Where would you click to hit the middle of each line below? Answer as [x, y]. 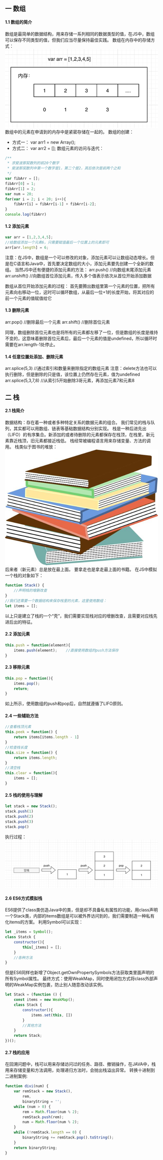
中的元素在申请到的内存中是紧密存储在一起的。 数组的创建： [73, 132]
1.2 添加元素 [17, 226]
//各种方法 [23, 957]
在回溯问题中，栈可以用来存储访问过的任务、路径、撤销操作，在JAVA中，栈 [81, 1064]
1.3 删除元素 [17, 310]
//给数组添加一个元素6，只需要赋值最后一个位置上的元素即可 [57, 242]
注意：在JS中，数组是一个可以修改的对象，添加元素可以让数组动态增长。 [78, 258]
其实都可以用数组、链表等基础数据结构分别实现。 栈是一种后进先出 [80, 428]
